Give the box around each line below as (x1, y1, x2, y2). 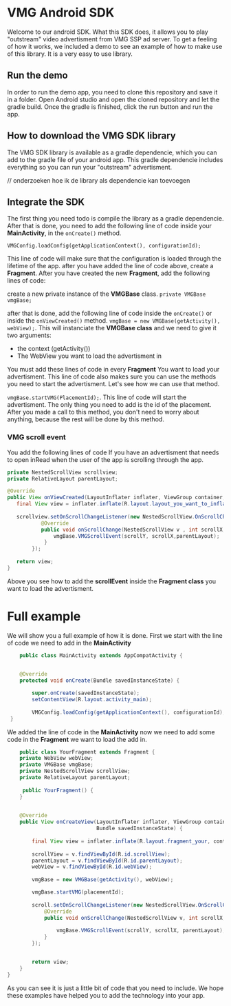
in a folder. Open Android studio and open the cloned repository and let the (7, 95, 220, 103)
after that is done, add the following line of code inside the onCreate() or (7, 309, 212, 318)
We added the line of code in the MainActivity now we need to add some (7, 727, 215, 736)
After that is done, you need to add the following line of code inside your (7, 222, 212, 230)
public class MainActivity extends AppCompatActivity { (19, 652, 184, 659)
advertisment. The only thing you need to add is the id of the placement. (7, 401, 212, 409)
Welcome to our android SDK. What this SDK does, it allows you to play (7, 28, 208, 36)
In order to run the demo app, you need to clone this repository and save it (7, 88, 218, 96)
